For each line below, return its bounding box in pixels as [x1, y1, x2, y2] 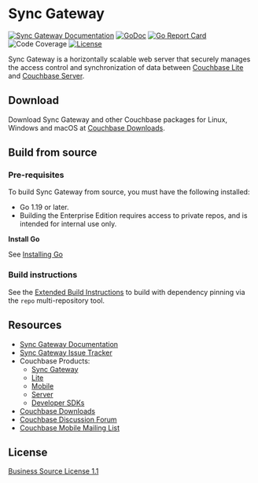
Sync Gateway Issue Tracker [19, 348, 112, 357]
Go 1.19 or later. [19, 202, 69, 212]
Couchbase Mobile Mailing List [19, 422, 120, 433]
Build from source [8, 146, 98, 160]
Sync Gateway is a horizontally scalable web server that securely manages [8, 54, 251, 64]
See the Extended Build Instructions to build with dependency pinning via [8, 287, 245, 297]
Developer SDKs [31, 398, 85, 407]
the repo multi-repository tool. [8, 296, 105, 305]
